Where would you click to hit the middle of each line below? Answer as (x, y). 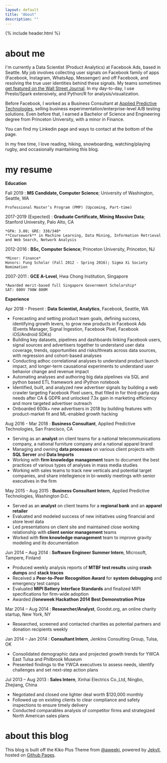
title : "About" (21, 14)
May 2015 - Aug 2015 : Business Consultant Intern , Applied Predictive (78, 491)
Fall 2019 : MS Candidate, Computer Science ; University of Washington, (80, 193)
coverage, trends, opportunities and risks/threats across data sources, (84, 351)
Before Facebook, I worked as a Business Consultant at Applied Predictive (81, 103)
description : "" (22, 19)
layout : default (22, 10)
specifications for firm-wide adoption (50, 594)
